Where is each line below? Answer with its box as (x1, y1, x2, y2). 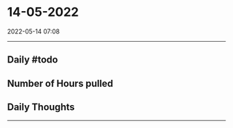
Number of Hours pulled (7, 77, 114, 89)
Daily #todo (7, 54, 58, 66)
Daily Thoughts (7, 102, 75, 113)
